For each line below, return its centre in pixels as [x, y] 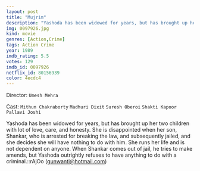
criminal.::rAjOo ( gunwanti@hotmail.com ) [57, 161]
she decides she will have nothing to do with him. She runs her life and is [96, 142]
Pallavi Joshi [24, 113]
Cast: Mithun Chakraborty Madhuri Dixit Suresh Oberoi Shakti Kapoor [91, 107]
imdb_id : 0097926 [28, 67]
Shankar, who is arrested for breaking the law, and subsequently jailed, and [98, 136]
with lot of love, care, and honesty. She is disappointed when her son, [92, 130]
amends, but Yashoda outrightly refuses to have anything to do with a [91, 155]
